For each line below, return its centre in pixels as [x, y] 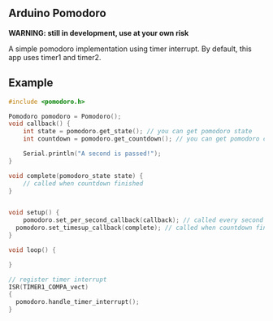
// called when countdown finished [83, 183]
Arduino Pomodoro [58, 13]
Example [31, 83]
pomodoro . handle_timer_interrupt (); [78, 302]
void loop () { [32, 250]
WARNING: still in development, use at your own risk [99, 33]
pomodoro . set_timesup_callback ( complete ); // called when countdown [134, 228]
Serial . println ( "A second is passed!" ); [92, 154]
